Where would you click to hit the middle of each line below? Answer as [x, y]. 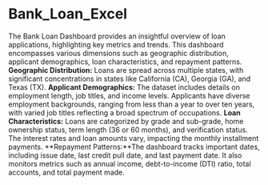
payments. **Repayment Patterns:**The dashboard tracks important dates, [134, 147]
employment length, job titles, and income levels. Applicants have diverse [129, 95]
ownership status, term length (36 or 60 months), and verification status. [128, 130]
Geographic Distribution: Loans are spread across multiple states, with [126, 70]
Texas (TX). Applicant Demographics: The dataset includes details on [124, 87]
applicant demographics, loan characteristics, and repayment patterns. [125, 62]
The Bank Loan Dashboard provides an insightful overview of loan [117, 36]
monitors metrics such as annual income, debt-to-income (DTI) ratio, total [130, 163]
